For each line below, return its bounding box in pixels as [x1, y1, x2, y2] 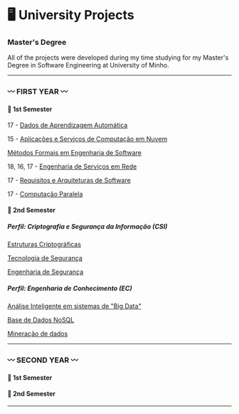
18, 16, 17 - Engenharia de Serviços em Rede [7, 162, 137, 171]
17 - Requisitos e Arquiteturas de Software [7, 176, 132, 184]
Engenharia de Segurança [7, 267, 84, 276]
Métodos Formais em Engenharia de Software [7, 148, 142, 156]
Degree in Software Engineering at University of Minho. [7, 61, 169, 70]
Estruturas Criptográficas [7, 240, 82, 249]
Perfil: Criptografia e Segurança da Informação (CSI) [7, 222, 168, 230]
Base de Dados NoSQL [7, 316, 75, 324]
